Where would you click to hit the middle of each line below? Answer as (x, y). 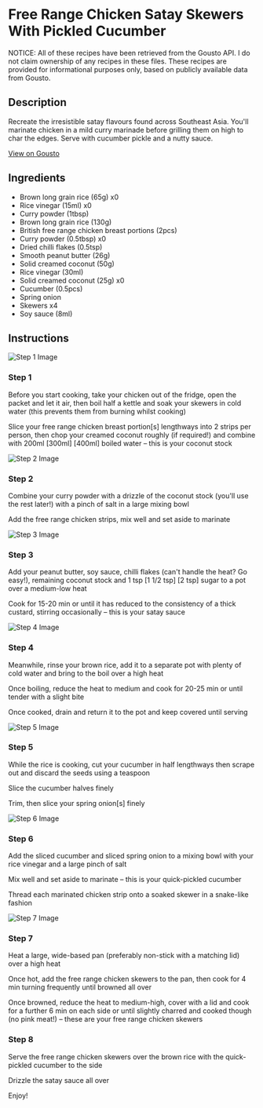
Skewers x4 (38, 305)
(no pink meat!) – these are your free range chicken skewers (106, 1019)
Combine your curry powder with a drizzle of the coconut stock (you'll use (128, 495)
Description (37, 102)
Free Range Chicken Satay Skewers (126, 15)
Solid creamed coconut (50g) (67, 264)
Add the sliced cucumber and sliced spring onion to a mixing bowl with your (131, 856)
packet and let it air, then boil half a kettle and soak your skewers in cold (125, 403)
